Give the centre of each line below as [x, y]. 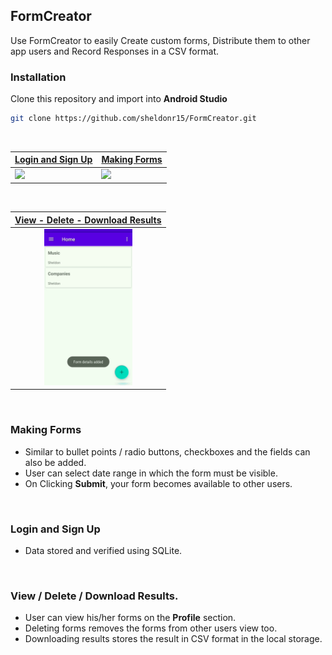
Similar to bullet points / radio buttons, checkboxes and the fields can [167, 451]
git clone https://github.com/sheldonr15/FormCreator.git [133, 119]
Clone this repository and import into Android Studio [119, 99]
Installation [38, 77]
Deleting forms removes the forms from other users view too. [151, 628]
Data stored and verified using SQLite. [103, 551]
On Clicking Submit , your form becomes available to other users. [158, 483]
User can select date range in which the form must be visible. [151, 473]
